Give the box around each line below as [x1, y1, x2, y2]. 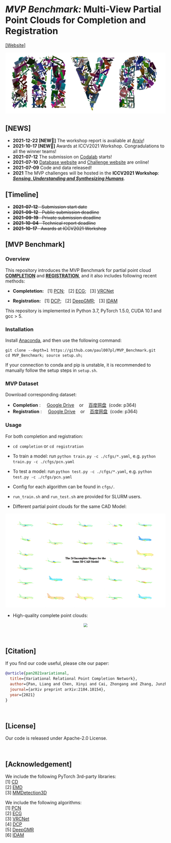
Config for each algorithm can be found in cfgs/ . [12, 483, 115, 490]
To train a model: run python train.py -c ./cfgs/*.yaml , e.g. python [12, 453, 156, 459]
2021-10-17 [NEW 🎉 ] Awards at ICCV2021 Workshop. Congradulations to [12, 143, 164, 149]
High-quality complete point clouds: [12, 612, 88, 618]
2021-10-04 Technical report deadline [12, 220, 96, 226]
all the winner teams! [12, 148, 57, 155]
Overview [5, 256, 30, 263]
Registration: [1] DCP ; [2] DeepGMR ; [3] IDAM [12, 297, 118, 304]
